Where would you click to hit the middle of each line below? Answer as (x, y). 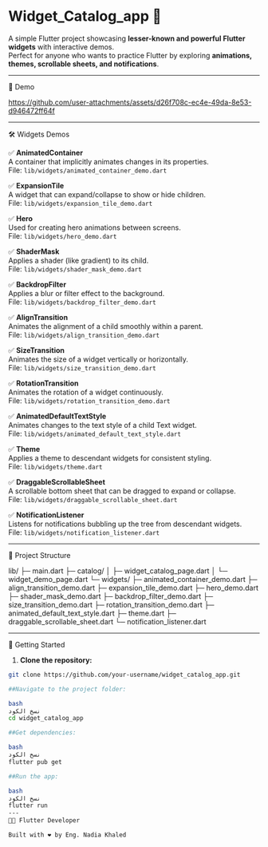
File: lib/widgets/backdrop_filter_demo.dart (83, 302)
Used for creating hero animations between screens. (95, 228)
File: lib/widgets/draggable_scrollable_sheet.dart (93, 499)
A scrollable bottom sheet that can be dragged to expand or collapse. (122, 491)
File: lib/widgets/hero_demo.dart (63, 235)
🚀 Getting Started (37, 644)
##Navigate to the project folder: (67, 689)
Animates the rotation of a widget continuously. (86, 392)
